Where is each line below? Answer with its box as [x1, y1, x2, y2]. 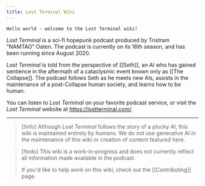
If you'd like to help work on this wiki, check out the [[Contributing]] [21, 166, 192, 173]
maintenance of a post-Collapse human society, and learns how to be [6, 80, 181, 88]
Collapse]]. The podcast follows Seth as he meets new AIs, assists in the [6, 74, 189, 81]
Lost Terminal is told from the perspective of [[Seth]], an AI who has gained [6, 61, 196, 68]
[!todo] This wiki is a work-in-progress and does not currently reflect [21, 148, 194, 155]
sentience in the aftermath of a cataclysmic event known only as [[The [6, 68, 184, 75]
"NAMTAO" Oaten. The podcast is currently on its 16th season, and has [6, 43, 185, 50]
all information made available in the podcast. [21, 154, 136, 162]
